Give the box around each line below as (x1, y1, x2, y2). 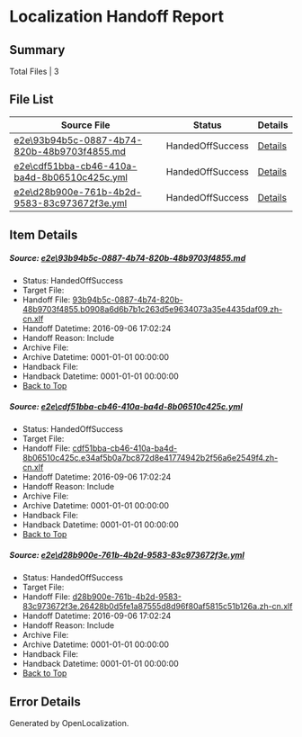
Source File (60, 119, 111, 131)
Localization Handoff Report (9, 6, 225, 27)
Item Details (9, 228, 78, 243)
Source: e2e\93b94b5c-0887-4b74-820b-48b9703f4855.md (9, 252, 246, 263)
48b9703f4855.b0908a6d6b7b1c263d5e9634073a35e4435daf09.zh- (22, 304, 283, 315)
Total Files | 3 (9, 66, 59, 76)
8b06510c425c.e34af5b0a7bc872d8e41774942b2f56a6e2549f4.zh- (22, 453, 279, 463)
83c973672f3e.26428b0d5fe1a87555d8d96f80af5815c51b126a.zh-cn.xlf (22, 601, 293, 612)
